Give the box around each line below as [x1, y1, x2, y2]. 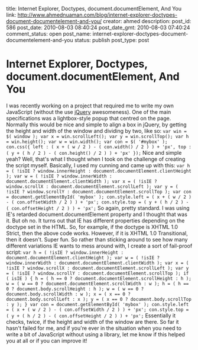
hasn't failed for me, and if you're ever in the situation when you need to [6, 324, 182, 332]
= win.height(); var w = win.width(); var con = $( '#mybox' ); [6, 139, 168, 145]
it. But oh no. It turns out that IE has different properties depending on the [6, 217, 185, 224]
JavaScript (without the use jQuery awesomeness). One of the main [6, 108, 171, 115]
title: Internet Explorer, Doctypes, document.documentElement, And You [6, 5, 182, 12]
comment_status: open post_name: [6, 30, 92, 37]
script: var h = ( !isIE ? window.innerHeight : [6, 249, 124, 256]
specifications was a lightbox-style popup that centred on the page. [6, 114, 171, 122]
